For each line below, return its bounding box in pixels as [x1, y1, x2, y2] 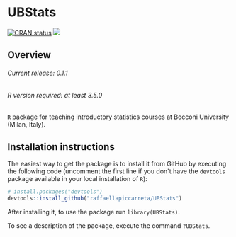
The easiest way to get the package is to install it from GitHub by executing [7, 159, 227, 168]
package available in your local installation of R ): [7, 174, 147, 183]
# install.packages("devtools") [7, 188, 103, 195]
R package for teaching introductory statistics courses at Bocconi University [7, 112, 229, 121]
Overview [7, 49, 52, 61]
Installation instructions [7, 141, 115, 153]
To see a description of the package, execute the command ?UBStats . [7, 221, 210, 230]
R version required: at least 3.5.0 [7, 91, 103, 99]
